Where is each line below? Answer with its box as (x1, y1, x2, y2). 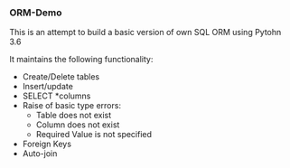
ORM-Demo (9, 6, 62, 19)
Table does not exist (35, 110, 112, 121)
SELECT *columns (22, 90, 91, 101)
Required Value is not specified (35, 129, 152, 140)
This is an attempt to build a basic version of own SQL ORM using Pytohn (9, 27, 282, 38)
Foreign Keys (22, 138, 72, 150)
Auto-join (22, 148, 58, 159)
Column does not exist (35, 119, 120, 130)
